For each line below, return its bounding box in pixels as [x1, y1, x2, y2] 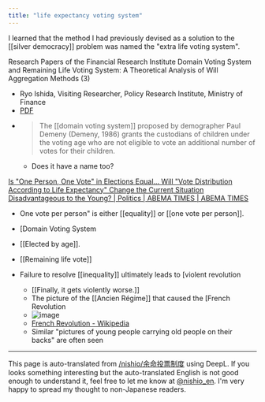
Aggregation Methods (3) [8, 73, 91, 83]
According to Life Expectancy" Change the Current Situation [8, 184, 204, 194]
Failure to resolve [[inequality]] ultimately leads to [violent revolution [19, 270, 241, 279]
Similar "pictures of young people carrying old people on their [31, 326, 233, 336]
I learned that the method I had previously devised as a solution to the [8, 33, 235, 43]
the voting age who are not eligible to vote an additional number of [39, 137, 256, 147]
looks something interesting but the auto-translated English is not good [8, 367, 239, 377]
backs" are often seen [31, 335, 104, 344]
